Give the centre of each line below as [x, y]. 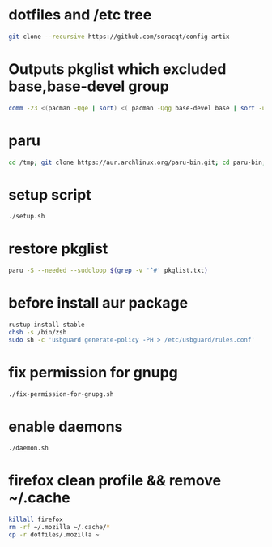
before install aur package [98, 303]
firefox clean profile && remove [115, 481]
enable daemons [66, 426]
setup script [50, 194]
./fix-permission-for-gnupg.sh [61, 394]
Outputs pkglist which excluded [117, 69]
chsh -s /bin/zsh [38, 332]
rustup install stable [47, 325]
